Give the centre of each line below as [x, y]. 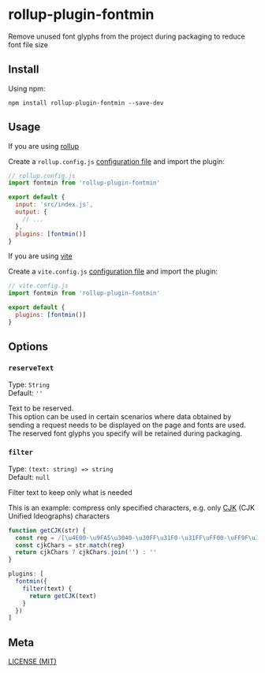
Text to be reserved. [41, 408]
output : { [31, 212]
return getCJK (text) [63, 596]
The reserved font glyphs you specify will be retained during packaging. [125, 433]
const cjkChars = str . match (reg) [70, 545]
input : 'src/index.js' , [54, 205]
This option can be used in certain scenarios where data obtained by [120, 416]
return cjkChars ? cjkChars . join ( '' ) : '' [86, 552]
